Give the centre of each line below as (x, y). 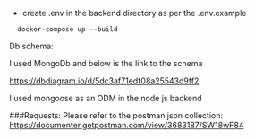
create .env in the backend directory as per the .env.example (134, 13)
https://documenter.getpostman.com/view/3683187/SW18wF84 (127, 125)
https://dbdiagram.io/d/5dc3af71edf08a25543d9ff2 (104, 81)
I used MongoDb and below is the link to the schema (106, 63)
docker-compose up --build (68, 30)
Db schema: (31, 46)
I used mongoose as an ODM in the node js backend (106, 98)
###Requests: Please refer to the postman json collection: (116, 115)
